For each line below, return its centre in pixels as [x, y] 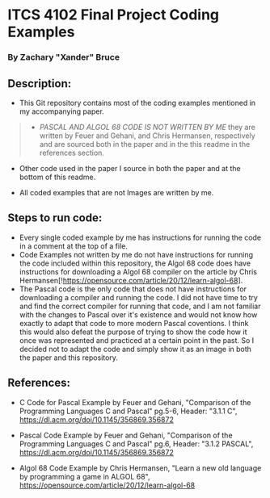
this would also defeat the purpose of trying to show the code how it [133, 332]
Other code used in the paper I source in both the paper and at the [130, 168]
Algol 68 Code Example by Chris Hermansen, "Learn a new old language [140, 468]
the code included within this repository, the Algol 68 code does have [135, 263]
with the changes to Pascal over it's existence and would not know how [138, 314]
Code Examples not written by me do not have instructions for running [136, 254]
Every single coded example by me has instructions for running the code [140, 237]
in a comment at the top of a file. [74, 246]
